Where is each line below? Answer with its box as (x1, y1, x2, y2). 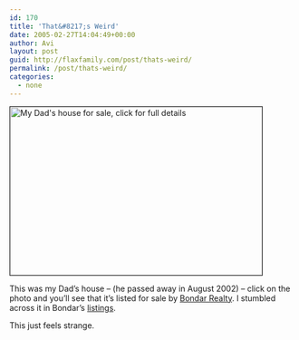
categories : (9, 73, 54, 82)
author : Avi (9, 38, 54, 48)
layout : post (9, 47, 59, 56)
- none (17, 81, 43, 90)
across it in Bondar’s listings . (9, 302, 116, 313)
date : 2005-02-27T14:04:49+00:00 (9, 30, 136, 39)
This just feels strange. (9, 319, 95, 331)
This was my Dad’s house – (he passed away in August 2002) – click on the (9, 283, 291, 294)
